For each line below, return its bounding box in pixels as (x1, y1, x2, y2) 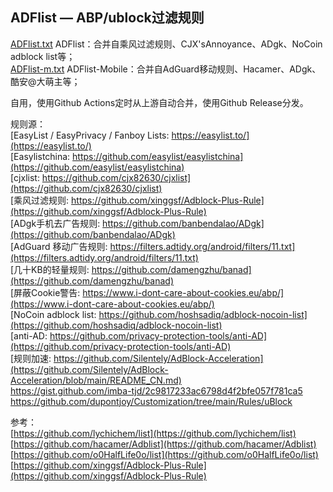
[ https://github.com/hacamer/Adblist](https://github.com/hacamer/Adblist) (10, 438, 317, 450)
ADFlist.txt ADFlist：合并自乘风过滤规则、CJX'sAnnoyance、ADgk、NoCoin (10, 38, 323, 50)
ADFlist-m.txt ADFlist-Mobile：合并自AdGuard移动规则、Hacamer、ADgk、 (10, 63, 322, 75)
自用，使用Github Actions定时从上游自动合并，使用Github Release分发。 (10, 96, 309, 108)
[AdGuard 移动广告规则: (10, 240, 108, 252)
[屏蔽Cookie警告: (10, 286, 81, 298)
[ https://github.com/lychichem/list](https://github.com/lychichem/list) (10, 427, 297, 439)
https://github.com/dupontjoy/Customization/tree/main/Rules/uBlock (10, 395, 293, 407)
